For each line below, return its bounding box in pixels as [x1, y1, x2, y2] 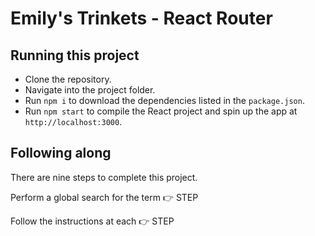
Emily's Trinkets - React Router [10, 7, 273, 30]
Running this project [10, 47, 140, 64]
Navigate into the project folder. [24, 84, 156, 96]
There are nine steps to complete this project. [10, 171, 198, 183]
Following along [10, 145, 112, 162]
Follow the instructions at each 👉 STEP [10, 215, 175, 227]
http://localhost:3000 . [24, 116, 123, 127]
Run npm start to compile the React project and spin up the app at [24, 105, 298, 117]
